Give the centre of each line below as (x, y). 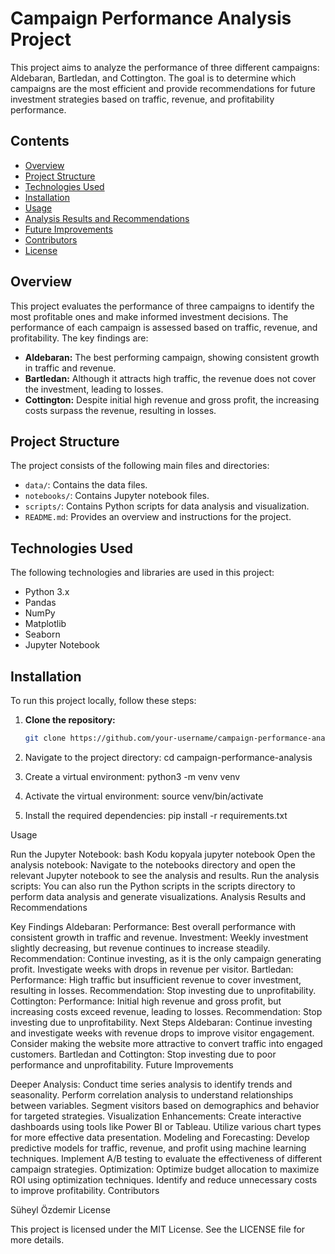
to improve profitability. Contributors (85, 1190)
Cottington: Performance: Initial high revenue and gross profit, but (146, 1001)
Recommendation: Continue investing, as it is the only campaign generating (166, 958)
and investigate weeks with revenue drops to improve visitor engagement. (162, 1033)
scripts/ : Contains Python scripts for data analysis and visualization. (167, 506)
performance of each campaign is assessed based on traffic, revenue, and (164, 327)
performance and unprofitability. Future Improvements (122, 1064)
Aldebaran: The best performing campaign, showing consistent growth (172, 357)
